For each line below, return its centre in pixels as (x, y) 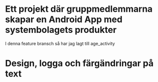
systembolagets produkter (61, 30)
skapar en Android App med (64, 19)
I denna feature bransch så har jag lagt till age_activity (60, 43)
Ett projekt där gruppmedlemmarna (79, 9)
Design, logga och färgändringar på (79, 64)
